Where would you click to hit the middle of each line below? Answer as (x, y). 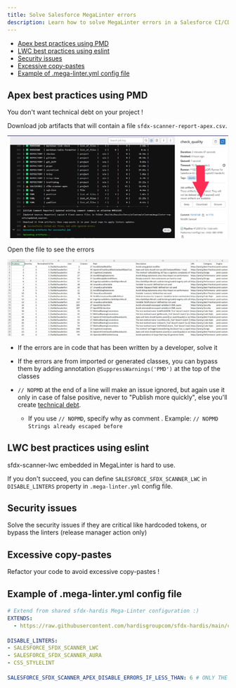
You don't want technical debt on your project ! (75, 112)
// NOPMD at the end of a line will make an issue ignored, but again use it (121, 389)
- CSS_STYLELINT (31, 663)
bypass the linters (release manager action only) (77, 532)
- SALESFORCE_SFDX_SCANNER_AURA (54, 656)
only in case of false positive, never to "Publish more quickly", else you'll (122, 397)
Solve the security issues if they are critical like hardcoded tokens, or (107, 525)
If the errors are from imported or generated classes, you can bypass (117, 361)
